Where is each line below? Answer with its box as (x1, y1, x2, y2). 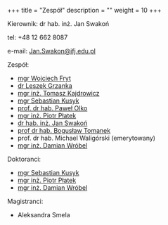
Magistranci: (7, 197, 44, 205)
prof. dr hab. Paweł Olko (17, 104, 88, 112)
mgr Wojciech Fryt (17, 74, 72, 82)
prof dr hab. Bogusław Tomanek (17, 127, 111, 134)
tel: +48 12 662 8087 (7, 33, 68, 41)
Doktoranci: (7, 155, 41, 163)
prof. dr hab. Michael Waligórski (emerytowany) (17, 134, 156, 142)
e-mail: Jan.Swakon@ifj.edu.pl (7, 47, 96, 55)
